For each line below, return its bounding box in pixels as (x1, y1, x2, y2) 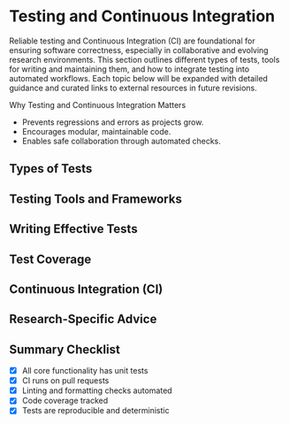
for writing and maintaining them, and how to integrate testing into (9, 64, 250, 74)
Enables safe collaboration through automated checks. (21, 135, 221, 146)
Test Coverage (9, 251, 92, 266)
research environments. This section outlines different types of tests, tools (9, 54, 280, 65)
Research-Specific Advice (9, 312, 157, 327)
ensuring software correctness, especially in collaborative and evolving (9, 44, 269, 55)
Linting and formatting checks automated (21, 385, 172, 396)
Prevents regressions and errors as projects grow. (21, 117, 204, 127)
